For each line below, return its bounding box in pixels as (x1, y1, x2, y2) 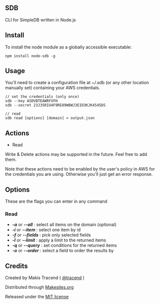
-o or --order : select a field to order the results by (12, 248, 114, 254)
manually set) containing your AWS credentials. (5, 85, 100, 91)
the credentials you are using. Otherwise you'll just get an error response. (5, 171, 153, 177)
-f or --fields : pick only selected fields (12, 232, 91, 238)
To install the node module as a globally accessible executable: (5, 44, 132, 50)
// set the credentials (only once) (5, 94, 80, 99)
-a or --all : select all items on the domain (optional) (12, 222, 117, 228)
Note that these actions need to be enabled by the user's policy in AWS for (5, 166, 155, 172)
